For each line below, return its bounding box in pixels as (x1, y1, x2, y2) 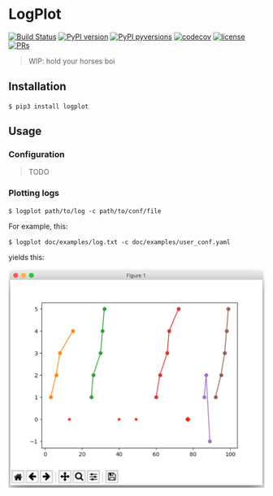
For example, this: (8, 221, 68, 231)
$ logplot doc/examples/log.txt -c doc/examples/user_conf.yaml (8, 237, 231, 246)
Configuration (8, 149, 65, 160)
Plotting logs (8, 188, 59, 199)
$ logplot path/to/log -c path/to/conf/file (8, 207, 162, 215)
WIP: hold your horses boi (28, 56, 115, 66)
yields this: (8, 252, 45, 262)
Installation (8, 80, 67, 94)
